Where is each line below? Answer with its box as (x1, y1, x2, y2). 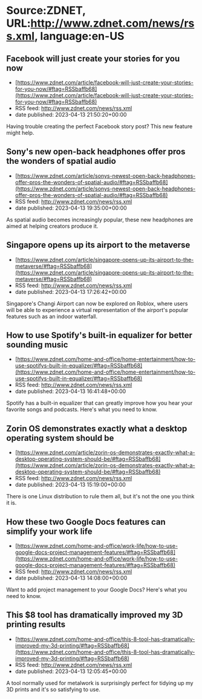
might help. (6, 129, 34, 136)
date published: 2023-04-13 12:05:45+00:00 (15, 668, 127, 675)
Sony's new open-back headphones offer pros (6, 146, 186, 157)
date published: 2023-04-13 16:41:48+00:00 (15, 388, 126, 395)
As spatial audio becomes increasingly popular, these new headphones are (6, 216, 194, 223)
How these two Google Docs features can (6, 516, 166, 527)
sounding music (6, 340, 68, 350)
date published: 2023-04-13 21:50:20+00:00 (15, 111, 127, 118)
